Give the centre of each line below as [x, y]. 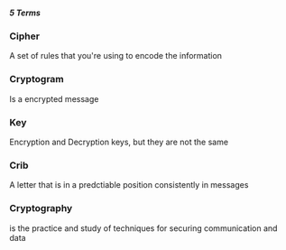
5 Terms [25, 13]
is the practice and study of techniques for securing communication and [143, 228]
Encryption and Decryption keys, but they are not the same [119, 142]
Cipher [25, 36]
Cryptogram [37, 79]
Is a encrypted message [54, 98]
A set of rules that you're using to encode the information [116, 56]
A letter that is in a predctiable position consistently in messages [129, 185]
